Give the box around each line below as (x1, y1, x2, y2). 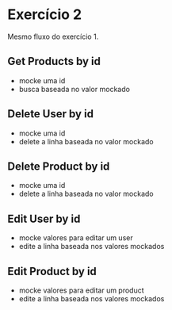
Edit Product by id (7, 264, 97, 278)
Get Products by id (7, 55, 101, 68)
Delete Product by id (7, 159, 110, 173)
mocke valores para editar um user (18, 233, 133, 243)
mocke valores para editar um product (18, 285, 144, 295)
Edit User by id (7, 212, 81, 225)
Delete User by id (7, 107, 94, 121)
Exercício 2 (7, 6, 82, 24)
